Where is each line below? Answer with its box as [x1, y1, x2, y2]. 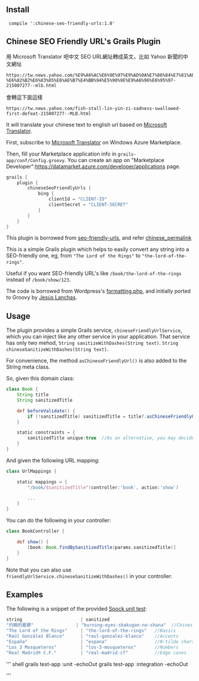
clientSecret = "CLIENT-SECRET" [48, 202, 129, 208]
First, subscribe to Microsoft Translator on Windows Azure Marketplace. [6, 138, 182, 146]
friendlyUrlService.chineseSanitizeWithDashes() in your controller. [6, 572, 173, 579]
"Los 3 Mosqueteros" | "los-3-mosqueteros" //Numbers [6, 644, 179, 650]
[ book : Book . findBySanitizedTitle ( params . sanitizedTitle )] [27, 544, 176, 550]
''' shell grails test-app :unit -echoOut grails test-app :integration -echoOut [6, 660, 188, 667]
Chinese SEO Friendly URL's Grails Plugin [6, 37, 161, 47]
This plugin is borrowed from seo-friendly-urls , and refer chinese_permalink [6, 234, 192, 241]
